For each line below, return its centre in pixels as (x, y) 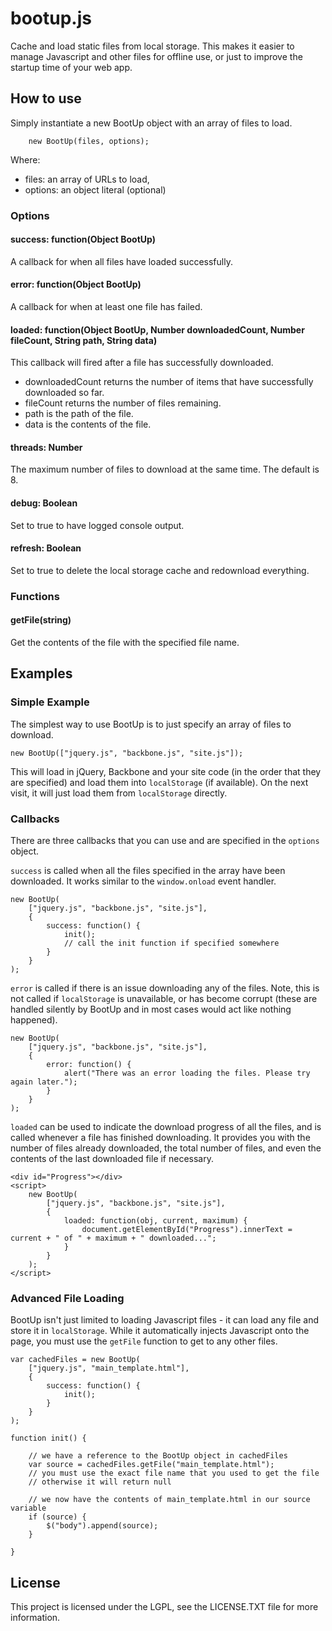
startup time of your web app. (71, 67)
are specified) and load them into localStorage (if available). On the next (159, 782)
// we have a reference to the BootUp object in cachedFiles (158, 1456)
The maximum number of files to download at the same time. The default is (165, 469)
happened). (34, 1020)
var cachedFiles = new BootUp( (75, 1360)
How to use (46, 98)
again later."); (44, 1082)
